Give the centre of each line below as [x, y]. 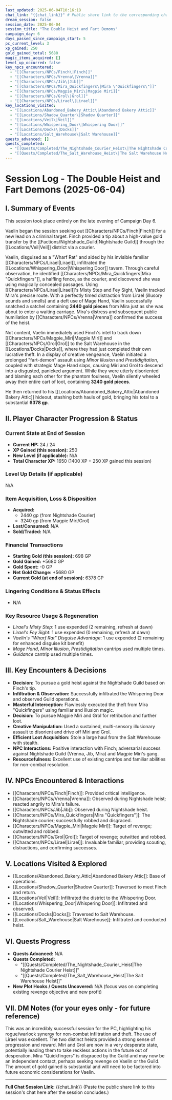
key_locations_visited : [31, 106]
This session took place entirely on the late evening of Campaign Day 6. [81, 221]
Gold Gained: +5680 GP [38, 562]
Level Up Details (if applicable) [44, 474]
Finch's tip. [25, 688]
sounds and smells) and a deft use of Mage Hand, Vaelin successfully [79, 300]
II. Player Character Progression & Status [72, 419]
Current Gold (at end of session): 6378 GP [58, 578]
